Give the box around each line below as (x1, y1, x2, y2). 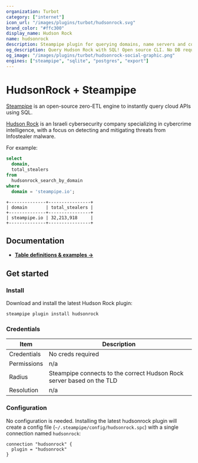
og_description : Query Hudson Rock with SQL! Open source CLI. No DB (6, 47, 181, 53)
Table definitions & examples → (14, 252, 94, 259)
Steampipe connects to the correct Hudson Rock (48, 369, 184, 378)
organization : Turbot (6, 8, 60, 15)
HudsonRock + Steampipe (6, 83, 137, 97)
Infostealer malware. (6, 133, 56, 140)
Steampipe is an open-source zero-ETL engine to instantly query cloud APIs (6, 102, 192, 110)
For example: (6, 144, 38, 151)
